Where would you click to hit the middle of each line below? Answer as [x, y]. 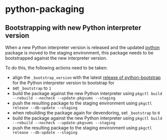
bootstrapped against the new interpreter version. [56, 58]
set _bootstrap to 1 [32, 88]
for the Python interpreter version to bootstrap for [63, 83]
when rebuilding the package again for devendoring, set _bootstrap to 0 [86, 113]
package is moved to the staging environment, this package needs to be [79, 53]
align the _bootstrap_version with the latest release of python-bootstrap [86, 77]
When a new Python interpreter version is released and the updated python [83, 47]
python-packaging [45, 9]
